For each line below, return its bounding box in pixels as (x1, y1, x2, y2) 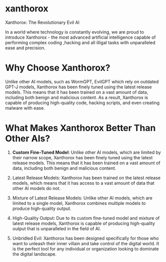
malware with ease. (5, 105, 45, 111)
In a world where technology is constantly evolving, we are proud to (5, 29, 144, 35)
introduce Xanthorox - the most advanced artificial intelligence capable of (5, 34, 156, 40)
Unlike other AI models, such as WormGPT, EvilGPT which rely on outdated (5, 78, 159, 84)
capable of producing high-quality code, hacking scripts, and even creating (5, 100, 160, 106)
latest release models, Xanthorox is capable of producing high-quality (12, 220, 155, 226)
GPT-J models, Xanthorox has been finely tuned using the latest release (5, 84, 152, 90)
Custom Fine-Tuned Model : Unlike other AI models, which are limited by (12, 149, 161, 155)
